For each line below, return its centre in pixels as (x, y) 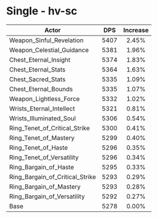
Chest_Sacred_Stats (37, 79)
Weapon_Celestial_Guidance (49, 50)
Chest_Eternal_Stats (37, 69)
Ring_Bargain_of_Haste (42, 167)
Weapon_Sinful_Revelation (46, 40)
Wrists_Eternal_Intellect (42, 108)
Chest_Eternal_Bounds (41, 89)
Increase (136, 30)
